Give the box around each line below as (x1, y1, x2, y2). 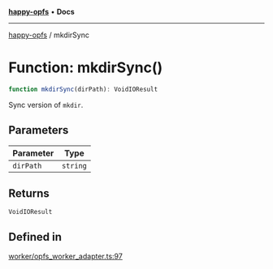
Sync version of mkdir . (8, 100, 84, 109)
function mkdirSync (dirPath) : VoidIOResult (8, 85, 158, 93)
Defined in (8, 230, 63, 244)
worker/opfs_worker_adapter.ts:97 (8, 251, 123, 262)
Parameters (8, 123, 69, 137)
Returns (8, 186, 50, 201)
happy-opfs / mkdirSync (8, 30, 89, 40)
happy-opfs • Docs (8, 7, 75, 16)
